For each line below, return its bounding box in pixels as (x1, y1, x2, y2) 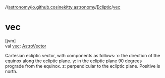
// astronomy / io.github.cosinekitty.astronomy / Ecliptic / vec (5, 4, 120, 10)
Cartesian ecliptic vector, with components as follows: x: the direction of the (5, 52, 161, 58)
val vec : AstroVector (5, 43, 47, 49)
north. (5, 68, 18, 74)
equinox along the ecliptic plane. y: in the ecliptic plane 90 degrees (5, 58, 142, 64)
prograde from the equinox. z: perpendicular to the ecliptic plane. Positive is (5, 63, 161, 69)
